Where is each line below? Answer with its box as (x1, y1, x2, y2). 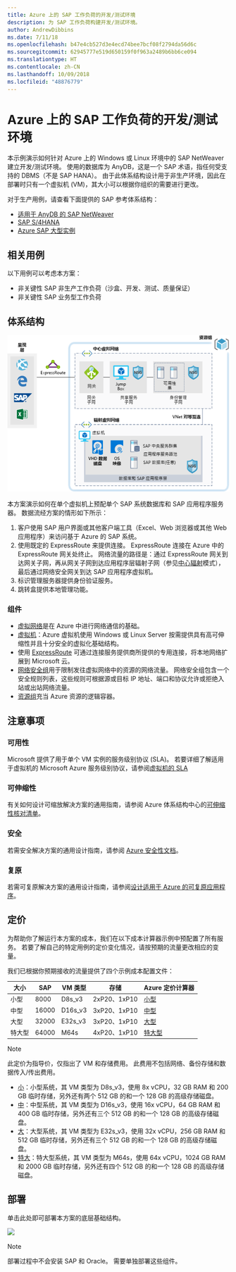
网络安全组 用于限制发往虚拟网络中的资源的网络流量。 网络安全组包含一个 (17, 666, 230, 674)
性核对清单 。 (7, 809, 44, 818)
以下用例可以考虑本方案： (7, 269, 82, 278)
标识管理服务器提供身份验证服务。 (17, 576, 117, 585)
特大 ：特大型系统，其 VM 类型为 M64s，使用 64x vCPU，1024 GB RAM (17, 1153, 226, 1161)
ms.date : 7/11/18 (7, 34, 58, 41)
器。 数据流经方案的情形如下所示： (7, 509, 108, 517)
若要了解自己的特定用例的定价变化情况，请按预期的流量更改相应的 (20, 942, 213, 951)
